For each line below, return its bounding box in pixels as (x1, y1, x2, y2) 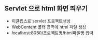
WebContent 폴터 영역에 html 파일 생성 (11, 24, 86, 30)
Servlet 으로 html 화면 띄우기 (4, 4, 88, 13)
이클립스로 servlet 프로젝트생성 (11, 18, 71, 24)
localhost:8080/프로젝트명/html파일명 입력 (11, 30, 94, 36)
